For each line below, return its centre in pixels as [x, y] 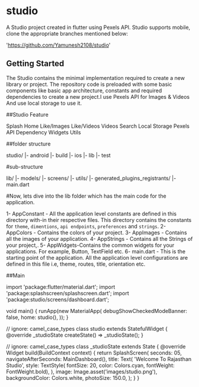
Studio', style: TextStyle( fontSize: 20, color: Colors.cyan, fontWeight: [90, 365]
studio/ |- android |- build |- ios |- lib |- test [58, 155]
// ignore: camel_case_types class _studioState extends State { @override [96, 346]
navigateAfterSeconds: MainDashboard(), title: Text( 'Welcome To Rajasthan [99, 359]
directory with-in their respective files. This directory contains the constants [99, 220]
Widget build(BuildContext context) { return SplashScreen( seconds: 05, [94, 353]
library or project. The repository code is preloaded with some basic [89, 84]
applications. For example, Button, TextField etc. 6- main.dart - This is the [96, 251]
